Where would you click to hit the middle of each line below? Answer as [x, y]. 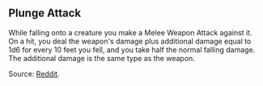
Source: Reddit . [34, 74]
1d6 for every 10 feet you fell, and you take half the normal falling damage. [132, 49]
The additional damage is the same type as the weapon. [102, 58]
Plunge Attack [45, 13]
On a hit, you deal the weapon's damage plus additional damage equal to [130, 41]
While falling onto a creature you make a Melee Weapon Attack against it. [130, 32]
